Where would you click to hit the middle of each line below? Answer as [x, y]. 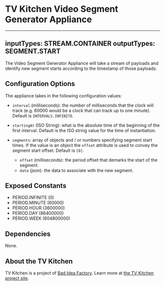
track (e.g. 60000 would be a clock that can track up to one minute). [81, 110]
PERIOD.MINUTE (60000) [38, 203]
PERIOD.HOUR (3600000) [39, 208]
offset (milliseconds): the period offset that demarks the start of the [89, 160]
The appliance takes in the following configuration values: [63, 96]
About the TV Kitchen [39, 261]
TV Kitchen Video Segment [62, 9]
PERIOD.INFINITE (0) [33, 198]
